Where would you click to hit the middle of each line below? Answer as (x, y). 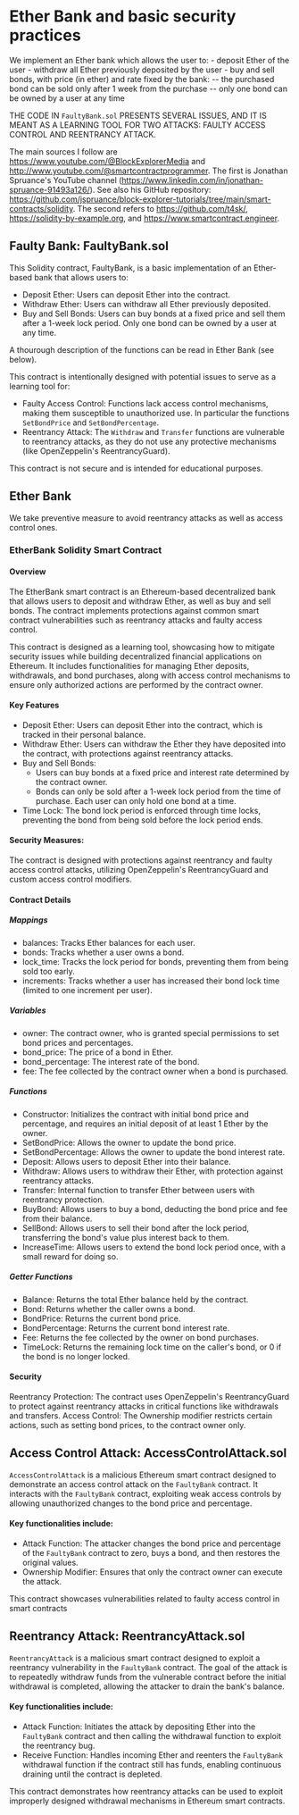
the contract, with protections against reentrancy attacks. (128, 753)
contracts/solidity (41, 208)
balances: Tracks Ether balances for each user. (109, 942)
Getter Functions (41, 1277)
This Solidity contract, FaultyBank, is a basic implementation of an (131, 268)
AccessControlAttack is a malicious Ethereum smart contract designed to (143, 1475)
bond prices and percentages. (78, 1042)
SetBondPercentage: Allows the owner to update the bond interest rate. (154, 1152)
